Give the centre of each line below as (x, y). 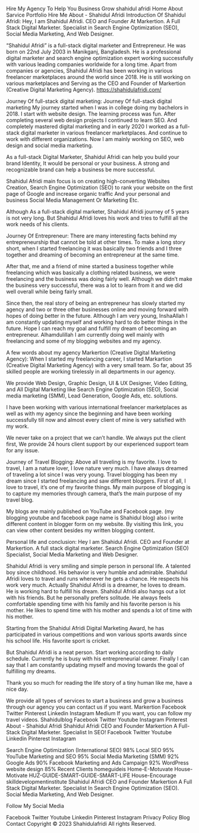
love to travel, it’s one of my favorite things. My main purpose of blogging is (99, 487)
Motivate (17, 775)
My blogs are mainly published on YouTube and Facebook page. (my (90, 511)
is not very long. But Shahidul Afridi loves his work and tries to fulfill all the (97, 218)
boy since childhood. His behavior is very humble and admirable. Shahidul (97, 572)
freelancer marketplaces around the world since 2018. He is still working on (99, 77)
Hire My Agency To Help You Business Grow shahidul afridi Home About (94, 9)
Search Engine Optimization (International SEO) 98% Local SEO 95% (90, 750)
